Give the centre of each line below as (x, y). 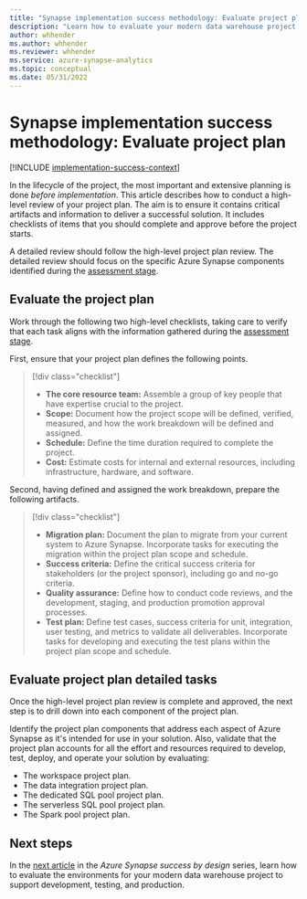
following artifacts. (44, 499)
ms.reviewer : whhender (53, 52)
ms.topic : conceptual (51, 69)
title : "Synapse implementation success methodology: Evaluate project (148, 18)
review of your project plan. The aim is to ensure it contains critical (154, 204)
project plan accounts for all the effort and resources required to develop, (148, 748)
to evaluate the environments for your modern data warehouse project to (146, 875)
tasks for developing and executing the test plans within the (158, 641)
